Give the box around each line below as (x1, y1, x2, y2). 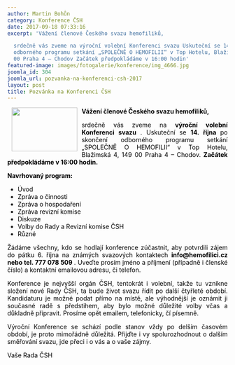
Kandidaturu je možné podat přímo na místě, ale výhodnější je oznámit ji (7, 294, 228, 303)
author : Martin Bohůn (7, 10, 71, 18)
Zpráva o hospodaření (17, 200, 82, 209)
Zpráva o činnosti (17, 193, 68, 201)
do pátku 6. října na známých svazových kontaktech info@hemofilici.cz (7, 251, 228, 259)
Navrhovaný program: (7, 172, 73, 180)
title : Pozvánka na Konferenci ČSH (7, 88, 111, 95)
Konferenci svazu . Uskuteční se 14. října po (81, 128, 228, 137)
